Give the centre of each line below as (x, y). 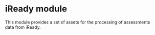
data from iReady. (23, 27)
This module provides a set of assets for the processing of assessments (78, 22)
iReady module (36, 9)
